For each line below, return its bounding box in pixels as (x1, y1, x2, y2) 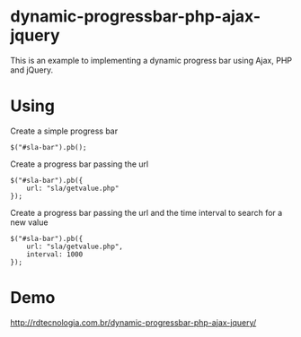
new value (10, 217, 49, 228)
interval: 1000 (26, 249, 84, 259)
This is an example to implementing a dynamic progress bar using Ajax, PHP (10, 55, 293, 65)
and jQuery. (10, 65, 53, 75)
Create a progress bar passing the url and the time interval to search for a (10, 207, 283, 218)
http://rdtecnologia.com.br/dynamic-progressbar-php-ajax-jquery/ (10, 316, 257, 328)
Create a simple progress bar (10, 125, 119, 136)
